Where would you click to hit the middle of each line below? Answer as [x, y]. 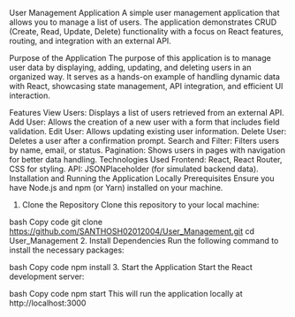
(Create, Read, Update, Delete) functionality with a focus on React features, [147, 31]
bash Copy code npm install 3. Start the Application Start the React [131, 267]
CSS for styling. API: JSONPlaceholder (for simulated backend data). [134, 169]
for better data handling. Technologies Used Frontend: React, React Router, [146, 159]
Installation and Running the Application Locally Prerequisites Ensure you [142, 178]
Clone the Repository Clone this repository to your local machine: [140, 205]
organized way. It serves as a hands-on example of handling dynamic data [145, 77]
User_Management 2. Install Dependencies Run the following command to [144, 241]
